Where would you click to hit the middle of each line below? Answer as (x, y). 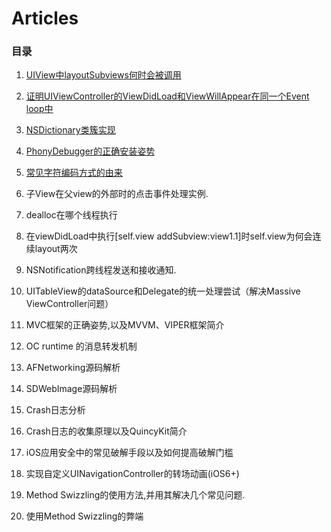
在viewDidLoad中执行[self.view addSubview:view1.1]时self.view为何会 (169, 236)
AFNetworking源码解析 (73, 368)
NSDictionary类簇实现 (70, 130)
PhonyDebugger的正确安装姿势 (90, 151)
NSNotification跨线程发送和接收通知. (101, 270)
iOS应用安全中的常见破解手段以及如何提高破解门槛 (129, 453)
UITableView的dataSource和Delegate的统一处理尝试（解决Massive (163, 291)
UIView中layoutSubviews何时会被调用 (103, 75)
